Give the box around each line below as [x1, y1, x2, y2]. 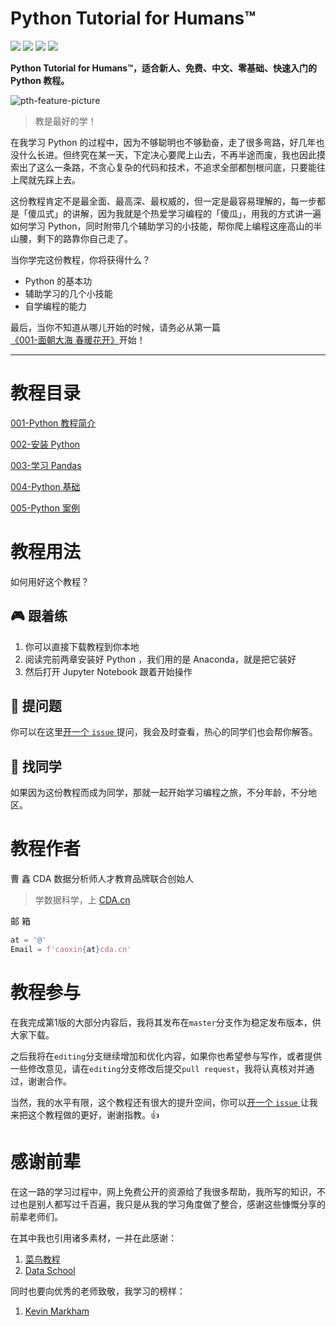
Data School [24, 1264, 76, 1276]
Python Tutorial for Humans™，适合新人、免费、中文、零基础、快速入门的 [10, 62, 318, 74]
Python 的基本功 [24, 275, 93, 287]
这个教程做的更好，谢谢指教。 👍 [27, 1108, 160, 1121]
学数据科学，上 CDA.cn [34, 894, 131, 906]
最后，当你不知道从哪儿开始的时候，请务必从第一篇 [10, 321, 221, 333]
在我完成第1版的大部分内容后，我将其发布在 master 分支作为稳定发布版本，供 [10, 1016, 322, 1028]
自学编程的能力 [24, 300, 87, 312]
